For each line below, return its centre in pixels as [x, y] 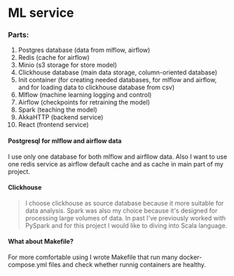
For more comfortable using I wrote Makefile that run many [93, 257]
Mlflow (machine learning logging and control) [85, 95]
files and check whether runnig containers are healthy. [127, 265]
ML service [41, 13]
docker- [191, 257]
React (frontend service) [54, 125]
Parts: [19, 35]
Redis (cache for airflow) [54, 58]
